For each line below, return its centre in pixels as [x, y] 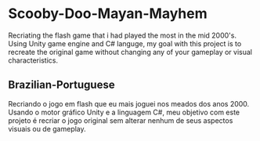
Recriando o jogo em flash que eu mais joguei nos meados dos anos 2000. [129, 103]
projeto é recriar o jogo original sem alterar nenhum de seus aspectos [121, 120]
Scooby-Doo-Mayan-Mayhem [108, 14]
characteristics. [33, 60]
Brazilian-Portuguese [61, 85]
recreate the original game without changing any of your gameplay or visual [130, 52]
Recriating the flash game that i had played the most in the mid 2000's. [123, 35]
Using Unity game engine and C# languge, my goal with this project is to [125, 43]
